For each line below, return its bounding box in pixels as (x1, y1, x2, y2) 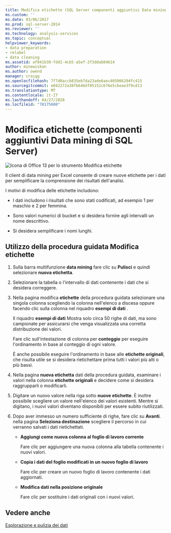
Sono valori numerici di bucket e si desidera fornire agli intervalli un (12, 213, 154, 219)
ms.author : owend (5, 69, 42, 74)
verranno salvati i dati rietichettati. (12, 424, 84, 430)
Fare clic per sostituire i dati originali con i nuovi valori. (20, 494, 135, 500)
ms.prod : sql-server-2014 (5, 21, 60, 27)
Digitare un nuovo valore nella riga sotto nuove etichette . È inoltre (12, 392, 152, 398)
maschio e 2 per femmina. (12, 203, 68, 209)
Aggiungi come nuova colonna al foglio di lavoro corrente (20, 433, 144, 440)
